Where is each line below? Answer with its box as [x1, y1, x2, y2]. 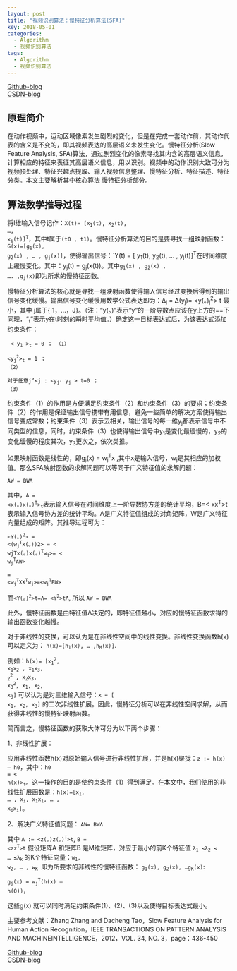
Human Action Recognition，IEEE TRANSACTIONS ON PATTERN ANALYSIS [7, 925, 227, 934]
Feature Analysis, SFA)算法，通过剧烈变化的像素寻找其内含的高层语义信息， [7, 150, 227, 158]
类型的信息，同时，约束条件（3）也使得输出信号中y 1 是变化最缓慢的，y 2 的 [13, 427, 228, 437]
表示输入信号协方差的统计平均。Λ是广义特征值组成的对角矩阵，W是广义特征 [7, 509, 228, 518]
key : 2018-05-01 [7, 23, 55, 30]
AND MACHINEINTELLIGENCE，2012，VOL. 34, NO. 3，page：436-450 [7, 934, 218, 943]
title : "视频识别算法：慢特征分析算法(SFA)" [7, 17, 126, 24]
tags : [7, 50, 23, 57]
